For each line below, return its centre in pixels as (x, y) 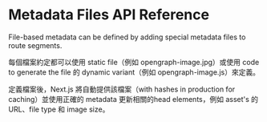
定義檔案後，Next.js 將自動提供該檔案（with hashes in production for (122, 89)
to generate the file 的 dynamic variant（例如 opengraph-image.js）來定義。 (134, 72)
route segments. (35, 45)
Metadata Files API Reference (109, 15)
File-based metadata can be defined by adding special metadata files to (127, 37)
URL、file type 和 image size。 (59, 109)
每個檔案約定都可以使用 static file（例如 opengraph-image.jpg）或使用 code (134, 62)
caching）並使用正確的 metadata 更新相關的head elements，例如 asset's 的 (133, 99)
